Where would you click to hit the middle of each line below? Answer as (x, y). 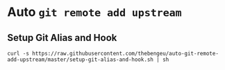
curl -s (18, 53)
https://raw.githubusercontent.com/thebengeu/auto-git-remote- (125, 53)
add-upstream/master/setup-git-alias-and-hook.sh (81, 60)
